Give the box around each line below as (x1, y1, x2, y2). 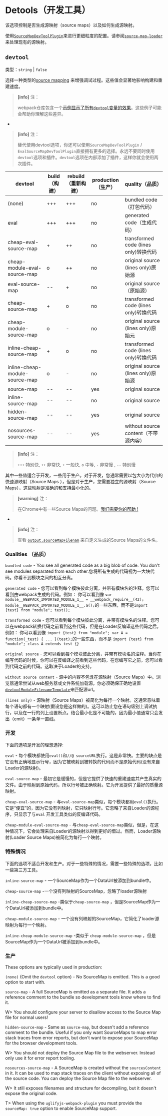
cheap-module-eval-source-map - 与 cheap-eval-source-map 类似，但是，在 (5, 822, 155, 828)
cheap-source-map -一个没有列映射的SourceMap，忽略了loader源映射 (5, 888, 147, 894)
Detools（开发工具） (5, 5, 91, 16)
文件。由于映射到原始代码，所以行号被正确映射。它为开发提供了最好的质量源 (5, 782, 163, 788)
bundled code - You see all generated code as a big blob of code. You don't (5, 562, 160, 568)
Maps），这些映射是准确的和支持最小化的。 (5, 485, 93, 491)
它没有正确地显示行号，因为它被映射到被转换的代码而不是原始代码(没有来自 (5, 759, 160, 765)
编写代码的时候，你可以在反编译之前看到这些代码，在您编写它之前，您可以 (5, 657, 158, 663)
